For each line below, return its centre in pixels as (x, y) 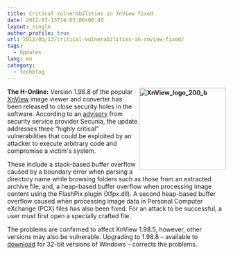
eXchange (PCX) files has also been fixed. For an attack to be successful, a (115, 208)
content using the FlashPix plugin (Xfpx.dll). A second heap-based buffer (112, 194)
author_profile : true (38, 33)
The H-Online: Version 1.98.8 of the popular (70, 92)
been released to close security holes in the (70, 106)
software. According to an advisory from (65, 114)
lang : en (20, 59)
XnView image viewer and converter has (65, 99)
